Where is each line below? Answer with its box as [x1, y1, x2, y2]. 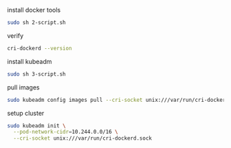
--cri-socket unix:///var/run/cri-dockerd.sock [13, 135, 153, 142]
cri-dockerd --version [7, 45, 72, 52]
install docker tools [7, 6, 60, 14]
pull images [7, 83, 40, 92]
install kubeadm [7, 57, 52, 65]
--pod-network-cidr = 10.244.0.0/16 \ [13, 129, 118, 136]
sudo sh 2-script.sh [7, 19, 67, 26]
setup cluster [7, 109, 45, 117]
